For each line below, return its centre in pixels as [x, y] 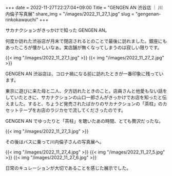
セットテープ [19, 110]
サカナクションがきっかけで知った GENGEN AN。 [58, 30]
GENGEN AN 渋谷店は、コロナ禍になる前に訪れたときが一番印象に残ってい [84, 74]
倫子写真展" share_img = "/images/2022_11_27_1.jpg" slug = [72, 14]
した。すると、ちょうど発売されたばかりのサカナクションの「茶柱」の [88, 104]
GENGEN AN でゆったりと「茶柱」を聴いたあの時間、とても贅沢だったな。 [84, 121]
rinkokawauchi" [22, 20]
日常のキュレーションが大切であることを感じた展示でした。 [68, 168]
